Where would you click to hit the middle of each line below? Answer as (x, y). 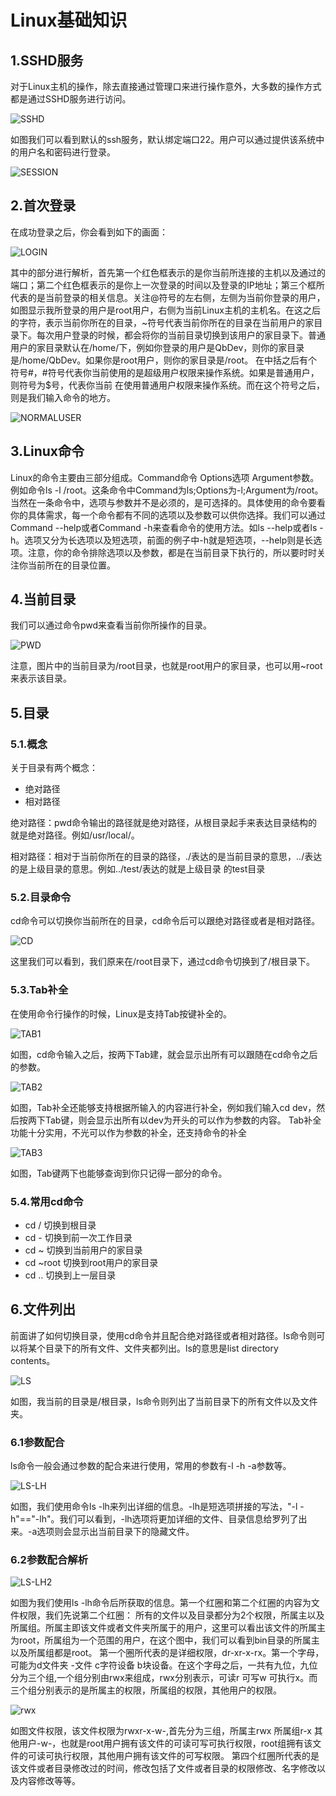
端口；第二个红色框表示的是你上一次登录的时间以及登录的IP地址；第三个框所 (167, 285)
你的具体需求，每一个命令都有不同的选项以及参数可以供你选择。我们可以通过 (168, 515)
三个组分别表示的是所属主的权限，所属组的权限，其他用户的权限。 (146, 1690)
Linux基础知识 (69, 20)
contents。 (33, 1360)
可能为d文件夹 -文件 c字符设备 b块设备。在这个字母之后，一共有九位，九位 (164, 1665)
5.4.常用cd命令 (47, 1201)
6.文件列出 (43, 1309)
